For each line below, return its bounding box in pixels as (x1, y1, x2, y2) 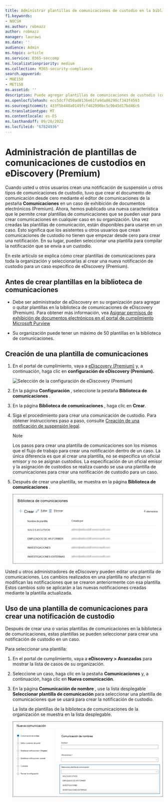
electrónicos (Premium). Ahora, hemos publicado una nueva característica (5, 205, 158, 211)
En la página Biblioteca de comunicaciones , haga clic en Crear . (12, 403, 146, 409)
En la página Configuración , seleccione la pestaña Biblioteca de (12, 388, 147, 394)
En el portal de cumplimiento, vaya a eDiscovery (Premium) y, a (12, 363, 143, 369)
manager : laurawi (5, 35, 41, 40)
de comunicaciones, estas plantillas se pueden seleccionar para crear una (5, 631, 158, 637)
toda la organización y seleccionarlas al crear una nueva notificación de (5, 258, 153, 264)
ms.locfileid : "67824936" (5, 124, 59, 130)
